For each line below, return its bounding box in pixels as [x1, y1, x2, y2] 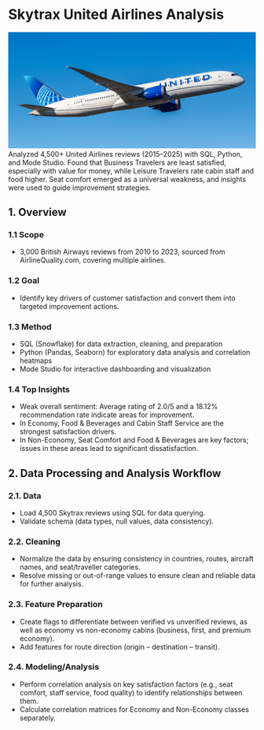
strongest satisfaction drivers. [19, 427, 116, 437]
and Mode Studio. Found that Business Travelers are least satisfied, [8, 158, 226, 167]
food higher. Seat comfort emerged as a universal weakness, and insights [8, 174, 247, 184]
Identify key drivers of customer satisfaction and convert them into [19, 293, 236, 303]
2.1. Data [8, 490, 42, 501]
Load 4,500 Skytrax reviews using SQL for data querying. [19, 508, 206, 517]
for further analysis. [19, 579, 84, 589]
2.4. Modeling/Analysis [8, 661, 100, 672]
